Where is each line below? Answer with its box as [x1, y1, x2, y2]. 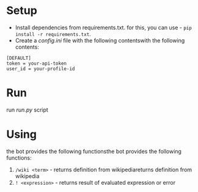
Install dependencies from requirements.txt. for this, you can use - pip [15, 24, 193, 31]
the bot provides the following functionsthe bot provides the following [6, 148, 182, 155]
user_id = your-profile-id [6, 65, 75, 72]
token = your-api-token [6, 60, 67, 66]
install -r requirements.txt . [15, 30, 92, 37]
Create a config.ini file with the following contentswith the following [15, 37, 185, 44]
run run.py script [6, 106, 49, 113]
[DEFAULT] [6, 55, 32, 61]
